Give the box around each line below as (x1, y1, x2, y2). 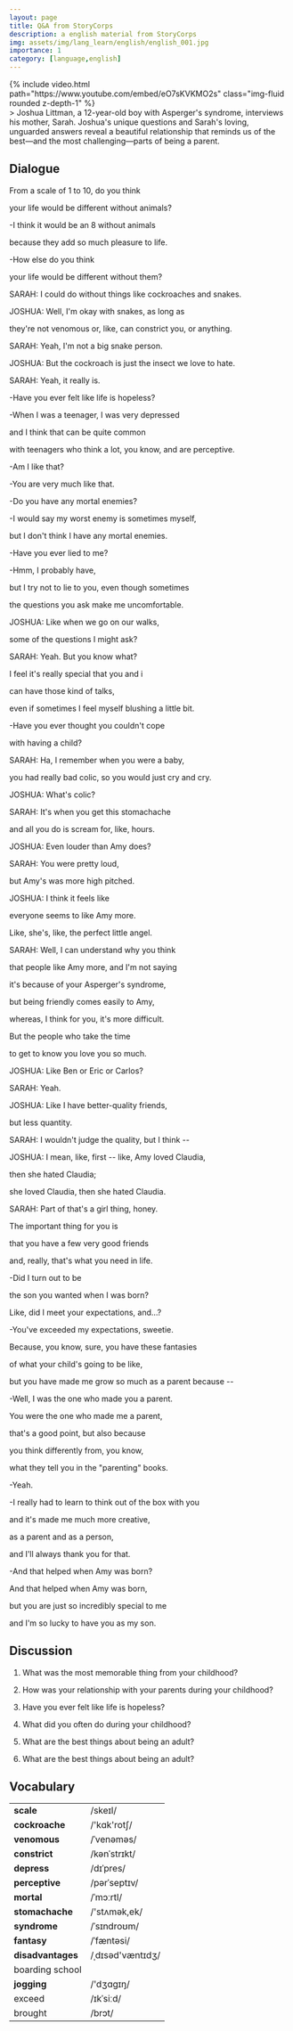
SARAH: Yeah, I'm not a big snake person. (9, 340, 163, 351)
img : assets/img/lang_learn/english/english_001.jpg (9, 37, 209, 47)
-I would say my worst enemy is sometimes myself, (9, 513, 197, 524)
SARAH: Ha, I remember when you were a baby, (9, 754, 185, 765)
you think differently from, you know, (9, 1445, 144, 1456)
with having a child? (9, 737, 83, 748)
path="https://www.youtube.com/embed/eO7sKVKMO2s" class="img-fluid (9, 88, 285, 99)
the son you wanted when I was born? (9, 1289, 150, 1301)
